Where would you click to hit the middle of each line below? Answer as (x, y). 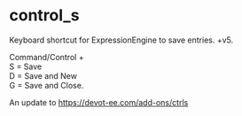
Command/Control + (47, 57)
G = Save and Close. (47, 85)
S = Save (26, 66)
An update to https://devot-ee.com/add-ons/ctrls (99, 102)
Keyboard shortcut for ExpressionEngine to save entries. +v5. (121, 40)
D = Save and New (43, 75)
